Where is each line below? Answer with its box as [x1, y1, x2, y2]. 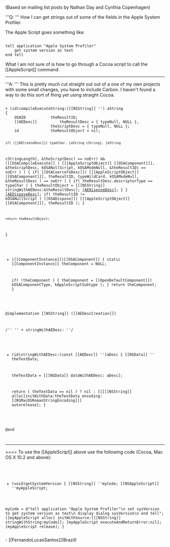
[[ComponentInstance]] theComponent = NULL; [12, 261, 107, 266]
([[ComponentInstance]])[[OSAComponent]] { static [12, 257, 120, 262]
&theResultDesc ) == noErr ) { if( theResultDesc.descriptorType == [5, 178, 153, 184]
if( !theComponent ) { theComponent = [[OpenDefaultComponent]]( [12, 278, 153, 283]
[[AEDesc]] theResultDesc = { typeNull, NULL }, [14, 119, 139, 124]
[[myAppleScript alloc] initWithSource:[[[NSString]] [5, 515, 121, 520]
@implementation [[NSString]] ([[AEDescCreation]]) [5, 311, 116, 316]
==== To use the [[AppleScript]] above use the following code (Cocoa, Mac [5, 449, 163, 455]
